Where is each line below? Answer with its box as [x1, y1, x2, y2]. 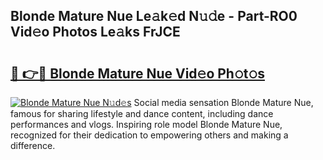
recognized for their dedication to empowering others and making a [10, 129, 289, 141]
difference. [10, 140, 56, 151]
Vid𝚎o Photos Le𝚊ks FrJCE [10, 24, 181, 41]
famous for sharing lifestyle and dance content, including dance [10, 108, 274, 119]
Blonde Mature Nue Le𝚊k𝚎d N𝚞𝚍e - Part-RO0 [10, 8, 298, 25]
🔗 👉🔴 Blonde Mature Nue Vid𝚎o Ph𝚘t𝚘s [10, 65, 265, 82]
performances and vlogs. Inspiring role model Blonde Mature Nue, [10, 119, 283, 130]
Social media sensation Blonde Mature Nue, [133, 97, 314, 108]
